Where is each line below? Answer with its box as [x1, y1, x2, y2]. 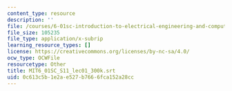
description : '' [7, 16, 54, 23]
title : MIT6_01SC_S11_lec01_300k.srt [7, 67, 116, 74]
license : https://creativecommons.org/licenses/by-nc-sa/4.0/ [7, 49, 190, 55]
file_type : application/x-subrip [7, 36, 104, 42]
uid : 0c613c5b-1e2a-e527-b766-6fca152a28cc [7, 73, 135, 81]
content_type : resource [7, 10, 76, 17]
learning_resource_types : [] [7, 42, 91, 49]
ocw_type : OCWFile [7, 55, 60, 62]
